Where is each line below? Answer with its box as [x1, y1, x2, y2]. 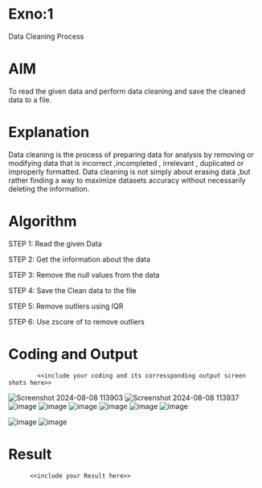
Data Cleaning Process [8, 31, 84, 41]
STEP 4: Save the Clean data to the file [8, 285, 137, 295]
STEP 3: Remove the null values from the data [8, 270, 160, 279]
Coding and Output [8, 345, 138, 363]
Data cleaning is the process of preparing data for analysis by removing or [8, 150, 255, 159]
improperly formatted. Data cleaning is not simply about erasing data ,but [8, 167, 251, 176]
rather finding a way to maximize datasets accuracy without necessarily [8, 175, 247, 185]
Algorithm [8, 213, 77, 230]
